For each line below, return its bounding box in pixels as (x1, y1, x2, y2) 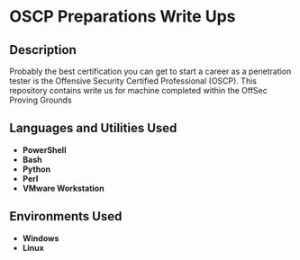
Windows (22, 232, 59, 244)
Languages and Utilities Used (9, 121, 177, 136)
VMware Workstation (22, 183, 105, 193)
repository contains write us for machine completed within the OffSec (9, 85, 268, 95)
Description (9, 42, 77, 58)
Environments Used (9, 209, 123, 224)
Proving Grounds (9, 94, 72, 105)
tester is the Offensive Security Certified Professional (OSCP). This (9, 76, 257, 86)
